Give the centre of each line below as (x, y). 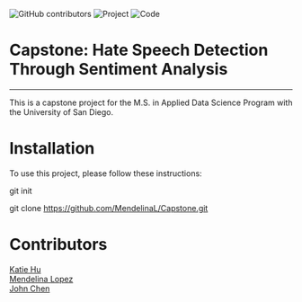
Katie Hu (26, 269)
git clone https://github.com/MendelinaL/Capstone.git (109, 208)
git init (21, 191)
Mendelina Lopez (41, 279)
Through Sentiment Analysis (119, 70)
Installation (52, 149)
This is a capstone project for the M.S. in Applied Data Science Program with (151, 102)
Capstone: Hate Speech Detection (139, 50)
